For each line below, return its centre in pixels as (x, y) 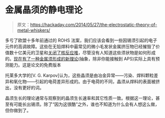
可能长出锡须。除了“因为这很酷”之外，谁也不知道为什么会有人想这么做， (86, 104)
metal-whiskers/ (34, 30)
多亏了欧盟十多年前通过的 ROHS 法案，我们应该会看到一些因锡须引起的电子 (81, 40)
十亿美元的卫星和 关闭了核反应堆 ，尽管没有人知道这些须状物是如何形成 (84, 53)
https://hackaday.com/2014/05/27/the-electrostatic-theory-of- (94, 25)
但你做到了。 (18, 110)
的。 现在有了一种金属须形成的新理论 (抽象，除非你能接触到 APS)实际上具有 (80, 59)
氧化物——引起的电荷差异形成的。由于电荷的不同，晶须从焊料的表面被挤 (87, 81)
